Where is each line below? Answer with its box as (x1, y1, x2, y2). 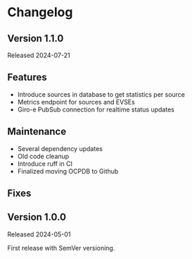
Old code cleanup (17, 152, 70, 160)
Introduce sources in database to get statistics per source (17, 90, 185, 99)
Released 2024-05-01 (7, 230, 71, 239)
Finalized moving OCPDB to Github (17, 167, 119, 175)
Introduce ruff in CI (17, 159, 72, 168)
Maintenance (7, 126, 67, 138)
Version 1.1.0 (7, 32, 64, 44)
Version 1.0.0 (7, 211, 67, 223)
